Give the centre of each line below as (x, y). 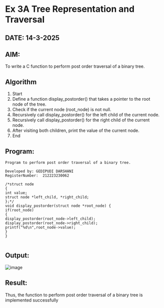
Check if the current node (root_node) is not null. (62, 110)
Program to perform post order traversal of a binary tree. (68, 163)
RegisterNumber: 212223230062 (37, 176)
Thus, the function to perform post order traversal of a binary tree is (74, 295)
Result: (16, 283)
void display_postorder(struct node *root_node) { (58, 206)
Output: (17, 255)
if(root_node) (20, 210)
